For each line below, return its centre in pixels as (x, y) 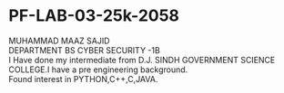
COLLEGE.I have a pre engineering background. (98, 70)
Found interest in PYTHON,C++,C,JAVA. (83, 79)
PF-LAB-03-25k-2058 (94, 16)
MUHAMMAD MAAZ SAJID (59, 41)
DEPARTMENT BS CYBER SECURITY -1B (84, 50)
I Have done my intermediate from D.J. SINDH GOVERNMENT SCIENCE (142, 60)
